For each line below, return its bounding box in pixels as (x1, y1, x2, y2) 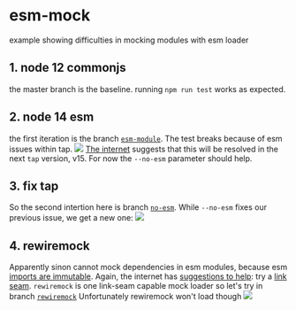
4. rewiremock (9, 238, 90, 253)
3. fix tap (9, 178, 59, 193)
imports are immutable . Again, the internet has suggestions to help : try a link (9, 271, 287, 282)
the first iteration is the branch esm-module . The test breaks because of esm (9, 133, 283, 143)
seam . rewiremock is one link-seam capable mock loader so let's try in (9, 281, 263, 291)
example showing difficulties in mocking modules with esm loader (9, 35, 249, 45)
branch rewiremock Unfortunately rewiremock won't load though (9, 291, 242, 302)
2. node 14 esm (9, 110, 95, 125)
